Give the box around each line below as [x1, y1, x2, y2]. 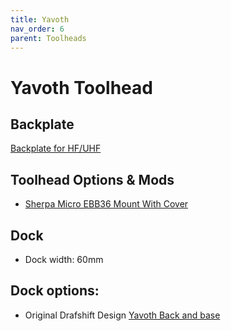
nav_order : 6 [10, 24, 65, 34]
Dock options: [10, 282, 100, 300]
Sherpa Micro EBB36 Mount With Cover [24, 198, 189, 210]
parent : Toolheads [10, 33, 87, 43]
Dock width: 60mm [24, 254, 104, 265]
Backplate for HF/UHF [10, 142, 102, 155]
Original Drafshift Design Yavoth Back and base [24, 309, 221, 321]
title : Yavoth [10, 14, 70, 25]
